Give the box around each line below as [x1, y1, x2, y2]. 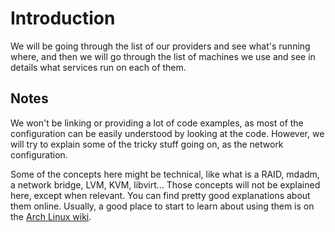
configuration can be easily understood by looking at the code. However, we [10, 127, 325, 139]
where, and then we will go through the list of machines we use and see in [10, 50, 316, 62]
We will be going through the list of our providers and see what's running [10, 40, 311, 52]
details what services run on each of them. [10, 61, 187, 73]
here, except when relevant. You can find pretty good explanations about [10, 189, 311, 201]
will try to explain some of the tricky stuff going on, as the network [10, 138, 284, 150]
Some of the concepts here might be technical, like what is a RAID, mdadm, [10, 168, 320, 180]
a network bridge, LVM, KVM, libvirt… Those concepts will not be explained [10, 178, 321, 191]
